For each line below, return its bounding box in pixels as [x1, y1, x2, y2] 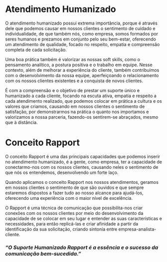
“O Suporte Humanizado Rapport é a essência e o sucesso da [5, 244, 159, 251]
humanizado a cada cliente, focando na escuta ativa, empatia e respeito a [5, 93, 157, 99]
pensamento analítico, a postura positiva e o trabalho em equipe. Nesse [5, 62, 153, 68]
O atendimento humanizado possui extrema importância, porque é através [5, 20, 158, 26]
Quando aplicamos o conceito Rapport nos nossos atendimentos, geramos [5, 179, 159, 185]
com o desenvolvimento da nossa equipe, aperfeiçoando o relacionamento [5, 72, 159, 78]
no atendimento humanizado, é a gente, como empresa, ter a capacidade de [5, 159, 162, 165]
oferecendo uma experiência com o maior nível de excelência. [5, 195, 133, 201]
